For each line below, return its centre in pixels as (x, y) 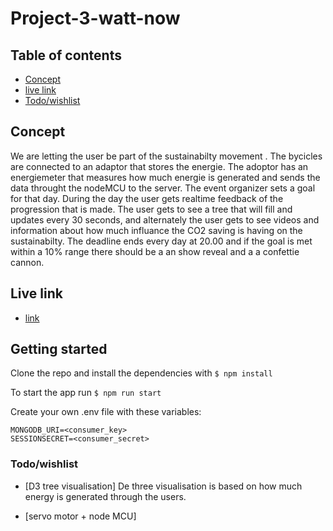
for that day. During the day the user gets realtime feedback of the (147, 198)
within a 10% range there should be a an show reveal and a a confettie (155, 251)
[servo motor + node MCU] (80, 516)
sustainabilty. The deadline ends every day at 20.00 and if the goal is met (161, 241)
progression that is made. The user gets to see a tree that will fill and (151, 209)
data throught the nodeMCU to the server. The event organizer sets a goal (163, 188)
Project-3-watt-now (95, 18)
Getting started (59, 349)
